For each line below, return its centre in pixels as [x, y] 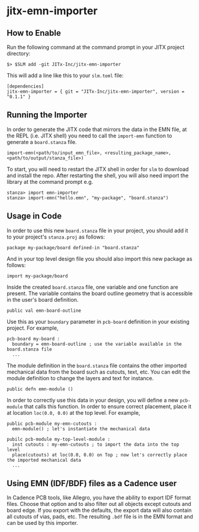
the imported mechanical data [44, 460]
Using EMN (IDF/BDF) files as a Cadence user [92, 484]
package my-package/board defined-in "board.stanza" [73, 248]
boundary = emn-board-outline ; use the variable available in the [97, 344]
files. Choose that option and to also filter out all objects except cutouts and [99, 504]
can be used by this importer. [43, 523]
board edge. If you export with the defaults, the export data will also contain [99, 511]
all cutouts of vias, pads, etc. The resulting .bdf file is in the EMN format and [100, 517]
